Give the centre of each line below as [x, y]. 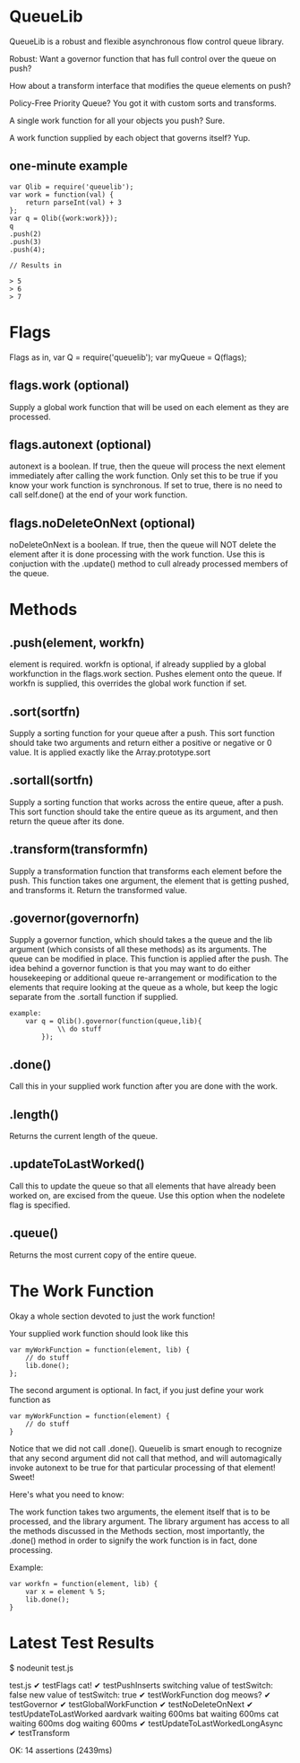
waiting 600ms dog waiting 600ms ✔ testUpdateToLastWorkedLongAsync [146, 1723]
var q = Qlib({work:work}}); [64, 218]
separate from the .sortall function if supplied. [94, 997]
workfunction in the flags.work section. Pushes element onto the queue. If [146, 674]
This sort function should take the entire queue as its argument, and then [144, 811]
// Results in [36, 265]
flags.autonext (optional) [81, 445]
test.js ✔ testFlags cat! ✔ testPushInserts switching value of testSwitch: [141, 1685]
